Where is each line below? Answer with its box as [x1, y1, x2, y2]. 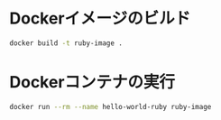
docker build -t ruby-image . [9, 38, 124, 48]
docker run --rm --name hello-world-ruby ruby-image [9, 102, 212, 111]
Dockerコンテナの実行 [9, 72, 176, 92]
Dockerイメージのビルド [9, 8, 191, 29]
